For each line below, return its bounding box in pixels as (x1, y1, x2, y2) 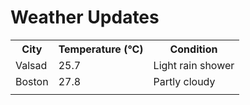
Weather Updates (10, 6, 160, 29)
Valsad (15, 58, 48, 72)
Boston (15, 74, 49, 88)
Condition (169, 42, 218, 56)
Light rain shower (153, 58, 235, 72)
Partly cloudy (153, 74, 216, 88)
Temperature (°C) (58, 42, 144, 56)
